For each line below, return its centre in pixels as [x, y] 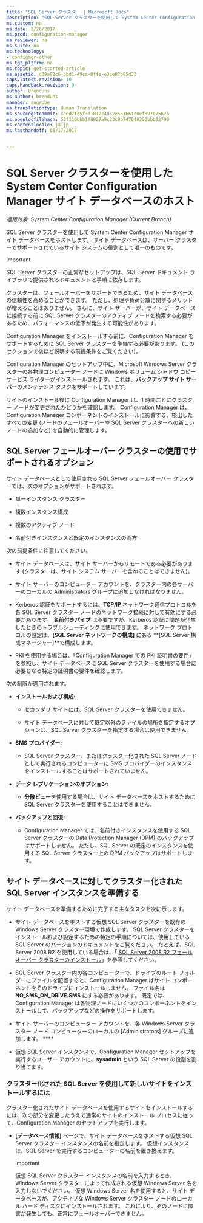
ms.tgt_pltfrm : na [29, 63]
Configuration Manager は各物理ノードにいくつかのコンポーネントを [101, 1003]
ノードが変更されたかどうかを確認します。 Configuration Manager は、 [102, 407]
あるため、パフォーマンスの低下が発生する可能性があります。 [83, 323]
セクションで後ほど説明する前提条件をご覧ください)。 [74, 351]
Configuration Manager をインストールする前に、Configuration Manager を [100, 336]
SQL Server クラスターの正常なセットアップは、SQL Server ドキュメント [97, 272]
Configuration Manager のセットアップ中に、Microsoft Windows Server [96, 364]
